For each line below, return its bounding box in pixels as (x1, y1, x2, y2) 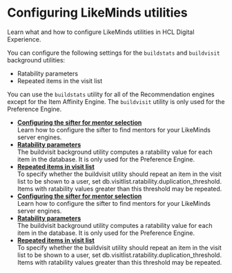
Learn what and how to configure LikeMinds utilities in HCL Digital (7, 28, 195, 36)
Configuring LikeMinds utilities (7, 5, 188, 21)
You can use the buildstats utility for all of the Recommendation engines (7, 90, 215, 98)
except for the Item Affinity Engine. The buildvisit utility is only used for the (7, 97, 225, 105)
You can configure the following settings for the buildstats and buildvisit (7, 49, 220, 57)
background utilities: (7, 55, 66, 64)
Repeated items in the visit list (17, 76, 103, 85)
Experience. (7, 35, 41, 43)
